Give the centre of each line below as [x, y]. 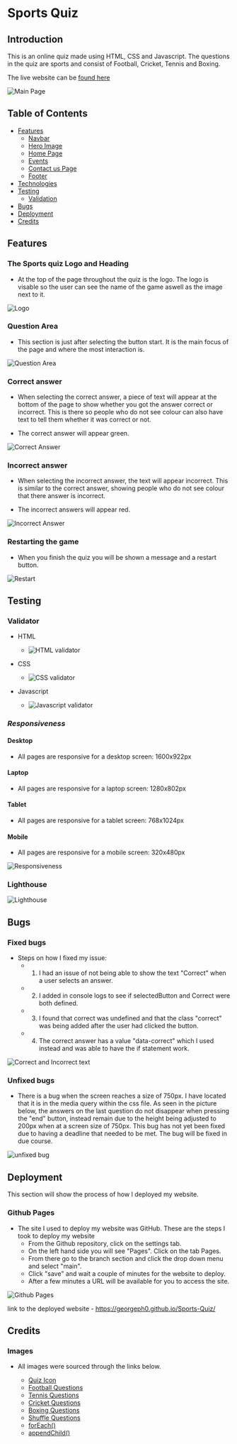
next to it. [31, 294]
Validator [23, 621]
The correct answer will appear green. [73, 434]
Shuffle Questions [54, 1418]
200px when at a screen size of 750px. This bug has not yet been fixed [121, 1126]
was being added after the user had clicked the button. [119, 1026]
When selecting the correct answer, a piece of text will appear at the [117, 397]
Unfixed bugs [31, 1081]
